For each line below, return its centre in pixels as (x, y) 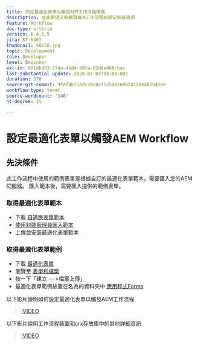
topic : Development (31, 51)
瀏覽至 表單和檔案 (37, 271)
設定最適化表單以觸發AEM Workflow (97, 138)
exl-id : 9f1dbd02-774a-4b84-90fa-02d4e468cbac (66, 68)
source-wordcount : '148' (37, 96)
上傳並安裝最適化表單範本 (47, 232)
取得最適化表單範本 (34, 203)
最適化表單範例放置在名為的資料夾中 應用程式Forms (79, 286)
